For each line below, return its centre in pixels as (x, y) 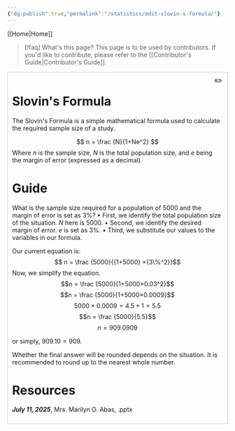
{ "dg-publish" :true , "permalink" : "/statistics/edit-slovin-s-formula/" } (114, 14)
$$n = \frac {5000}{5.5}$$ (117, 316)
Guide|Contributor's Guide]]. (65, 62)
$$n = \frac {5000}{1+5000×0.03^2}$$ (117, 283)
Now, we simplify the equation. (57, 273)
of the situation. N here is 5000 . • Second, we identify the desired (107, 222)
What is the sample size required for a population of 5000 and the (107, 208)
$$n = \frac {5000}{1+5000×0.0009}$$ (117, 295)
